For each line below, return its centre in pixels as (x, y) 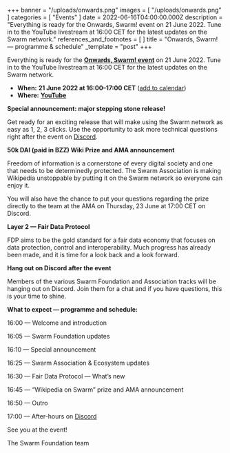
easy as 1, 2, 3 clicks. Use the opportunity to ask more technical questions (113, 129)
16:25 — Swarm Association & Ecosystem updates (79, 363)
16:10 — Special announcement (52, 350)
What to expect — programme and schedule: (72, 309)
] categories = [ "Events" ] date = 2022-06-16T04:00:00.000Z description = (115, 17)
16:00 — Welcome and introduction (57, 323)
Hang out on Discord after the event (59, 268)
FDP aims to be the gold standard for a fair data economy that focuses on (111, 240)
